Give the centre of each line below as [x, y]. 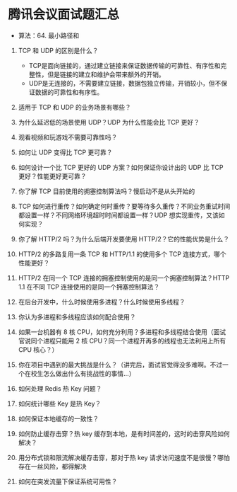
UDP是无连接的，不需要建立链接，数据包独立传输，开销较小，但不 [125, 83]
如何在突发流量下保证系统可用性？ [68, 481]
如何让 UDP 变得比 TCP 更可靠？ [65, 152]
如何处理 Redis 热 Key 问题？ [60, 388]
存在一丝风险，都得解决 [52, 466]
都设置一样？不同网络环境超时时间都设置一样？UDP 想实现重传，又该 [119, 215]
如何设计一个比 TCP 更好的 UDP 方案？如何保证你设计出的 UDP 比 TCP [121, 167]
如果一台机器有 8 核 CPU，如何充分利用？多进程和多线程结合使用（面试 [122, 332]
